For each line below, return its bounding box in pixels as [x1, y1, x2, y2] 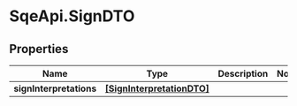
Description [217, 68, 269, 79]
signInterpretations [13, 82, 97, 95]
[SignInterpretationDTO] [104, 82, 209, 95]
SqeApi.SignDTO [9, 6, 135, 26]
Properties [9, 42, 69, 57]
